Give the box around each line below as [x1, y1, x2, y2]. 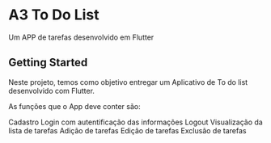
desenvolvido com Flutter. [8, 86, 95, 95]
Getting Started [8, 56, 88, 69]
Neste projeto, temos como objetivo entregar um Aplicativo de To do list [8, 77, 248, 86]
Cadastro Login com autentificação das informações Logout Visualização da [8, 117, 263, 127]
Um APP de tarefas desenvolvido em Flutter [8, 32, 155, 42]
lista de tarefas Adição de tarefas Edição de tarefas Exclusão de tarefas [8, 125, 247, 135]
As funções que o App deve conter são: [8, 101, 141, 111]
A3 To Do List [8, 6, 100, 24]
